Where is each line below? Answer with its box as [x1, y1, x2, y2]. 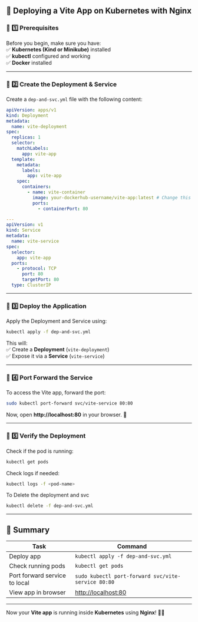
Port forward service [9, 571, 67, 580]
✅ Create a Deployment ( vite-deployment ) [6, 346, 110, 353]
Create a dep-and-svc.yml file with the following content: [6, 96, 143, 103]
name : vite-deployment [11, 123, 67, 130]
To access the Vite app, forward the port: [6, 389, 106, 396]
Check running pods [9, 562, 66, 570]
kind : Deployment [6, 113, 49, 119]
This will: [6, 340, 28, 347]
